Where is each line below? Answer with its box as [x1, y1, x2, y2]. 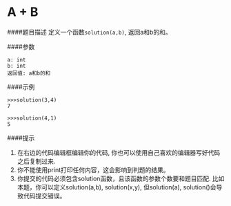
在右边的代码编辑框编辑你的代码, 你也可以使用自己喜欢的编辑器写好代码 [17, 148, 221, 156]
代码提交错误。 [23, 191, 66, 200]
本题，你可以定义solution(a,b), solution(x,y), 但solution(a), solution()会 [17, 182, 217, 191]
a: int [7, 56, 26, 63]
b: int [7, 62, 26, 69]
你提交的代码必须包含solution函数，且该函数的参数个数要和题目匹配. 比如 [17, 174, 225, 182]
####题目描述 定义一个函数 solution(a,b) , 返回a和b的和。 [7, 28, 172, 36]
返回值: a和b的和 [7, 70, 50, 77]
